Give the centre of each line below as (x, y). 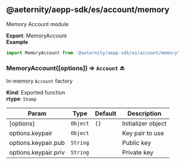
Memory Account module (37, 24)
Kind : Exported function (36, 92)
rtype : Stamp (21, 99)
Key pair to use (143, 133)
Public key (136, 143)
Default (106, 113)
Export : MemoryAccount (37, 36)
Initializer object (144, 123)
